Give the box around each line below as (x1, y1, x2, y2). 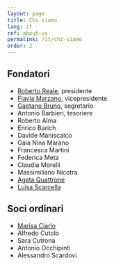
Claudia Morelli (17, 161, 60, 169)
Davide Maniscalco (17, 131, 72, 139)
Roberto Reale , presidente (17, 86, 92, 95)
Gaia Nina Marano (17, 138, 70, 147)
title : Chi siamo (7, 17, 58, 24)
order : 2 (7, 42, 33, 49)
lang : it (7, 23, 33, 30)
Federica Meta (17, 153, 59, 161)
